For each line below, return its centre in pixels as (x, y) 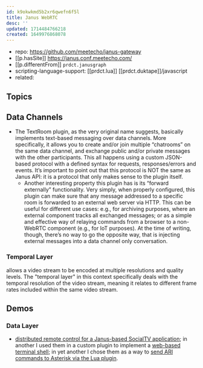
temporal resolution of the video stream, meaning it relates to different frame (101, 283)
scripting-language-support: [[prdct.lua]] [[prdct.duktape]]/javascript (101, 71)
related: (24, 78)
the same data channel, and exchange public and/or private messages (102, 151)
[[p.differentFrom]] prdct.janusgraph (61, 65)
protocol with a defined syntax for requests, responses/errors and (114, 164)
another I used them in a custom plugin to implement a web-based (98, 346)
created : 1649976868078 (36, 35)
